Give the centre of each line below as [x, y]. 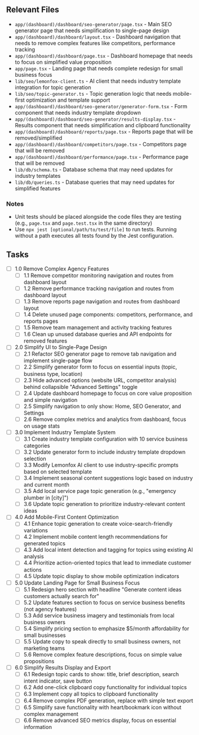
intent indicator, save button [58, 681]
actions [33, 570]
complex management [51, 714]
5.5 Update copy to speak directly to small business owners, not [102, 641]
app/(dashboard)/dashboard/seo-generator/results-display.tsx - [95, 119]
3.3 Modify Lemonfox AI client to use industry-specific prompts [101, 465]
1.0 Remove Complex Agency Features [62, 268]
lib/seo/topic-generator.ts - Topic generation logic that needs [93, 93]
